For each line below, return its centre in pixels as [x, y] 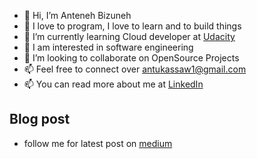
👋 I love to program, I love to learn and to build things [132, 26]
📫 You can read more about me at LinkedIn [113, 84]
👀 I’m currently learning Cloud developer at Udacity [129, 36]
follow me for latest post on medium [98, 143]
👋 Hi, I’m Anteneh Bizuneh [77, 15]
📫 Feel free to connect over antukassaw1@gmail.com [135, 69]
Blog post [40, 119]
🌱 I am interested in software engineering [108, 47]
